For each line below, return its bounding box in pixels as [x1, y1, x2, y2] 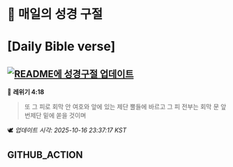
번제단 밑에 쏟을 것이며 [24, 111, 87, 120]
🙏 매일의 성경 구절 [7, 6, 103, 22]
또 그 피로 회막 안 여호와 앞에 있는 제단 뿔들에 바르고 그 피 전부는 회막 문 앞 [24, 102, 227, 111]
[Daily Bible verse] [7, 39, 116, 54]
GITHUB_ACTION [7, 149, 84, 161]
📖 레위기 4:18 [7, 88, 45, 96]
